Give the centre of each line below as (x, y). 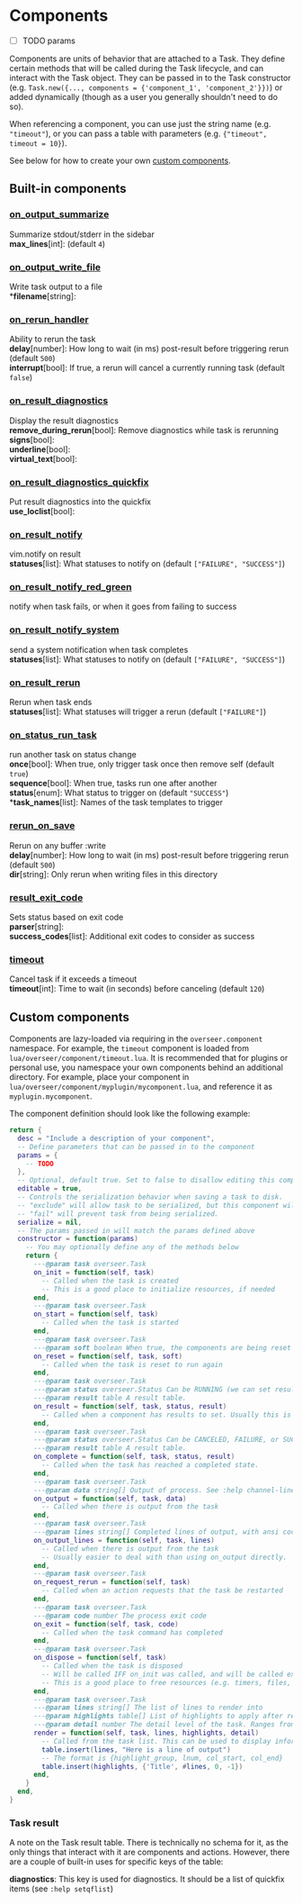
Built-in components (68, 189)
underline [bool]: (40, 449)
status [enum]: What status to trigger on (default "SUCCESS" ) (119, 793)
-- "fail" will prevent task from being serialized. (118, 1214)
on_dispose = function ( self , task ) (100, 1658)
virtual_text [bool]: (44, 458)
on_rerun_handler (49, 319)
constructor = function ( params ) (78, 1239)
